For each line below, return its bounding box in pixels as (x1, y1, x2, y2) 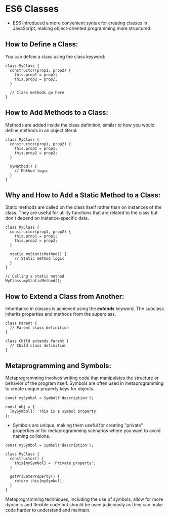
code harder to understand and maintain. (5, 507, 91, 513)
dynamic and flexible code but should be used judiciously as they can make (5, 502, 163, 507)
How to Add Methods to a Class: (5, 108, 109, 117)
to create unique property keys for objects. (5, 386, 95, 391)
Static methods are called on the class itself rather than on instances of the (5, 204, 162, 210)
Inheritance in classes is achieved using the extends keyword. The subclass (5, 306, 164, 312)
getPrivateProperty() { (10, 474, 60, 479)
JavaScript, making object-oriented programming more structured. (12, 25, 152, 31)
